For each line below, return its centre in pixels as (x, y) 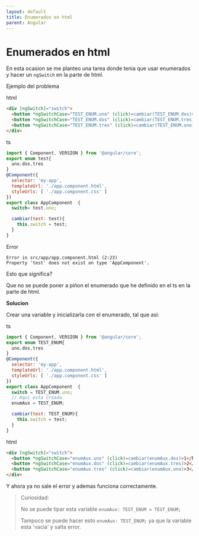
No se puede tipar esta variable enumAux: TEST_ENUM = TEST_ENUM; (101, 509)
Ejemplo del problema (33, 86)
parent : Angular (26, 23)
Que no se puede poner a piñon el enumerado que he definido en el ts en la (98, 285)
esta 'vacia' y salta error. (51, 527)
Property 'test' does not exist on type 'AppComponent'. (78, 263)
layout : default (26, 12)
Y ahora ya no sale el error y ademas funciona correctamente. (82, 486)
